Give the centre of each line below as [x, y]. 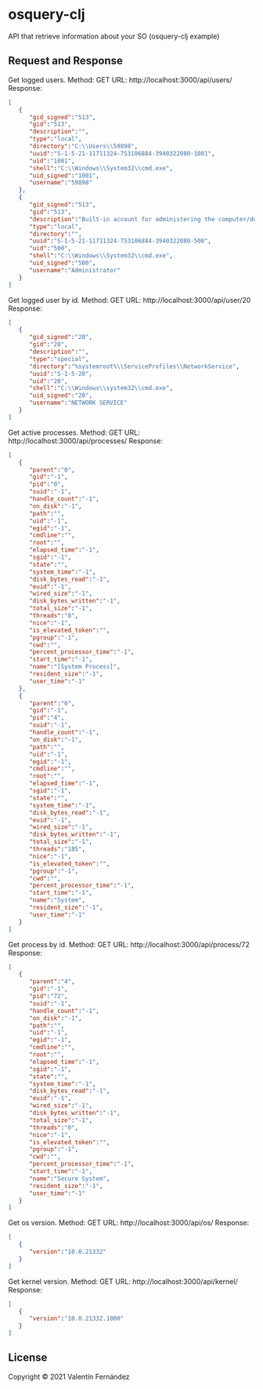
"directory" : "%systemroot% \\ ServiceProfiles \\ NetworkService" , [134, 366]
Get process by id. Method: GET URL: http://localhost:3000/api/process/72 [129, 944]
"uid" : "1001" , [52, 161]
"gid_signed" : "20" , [60, 337]
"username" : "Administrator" [75, 270]
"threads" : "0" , [54, 1128]
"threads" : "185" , [57, 849]
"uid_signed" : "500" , [62, 263]
